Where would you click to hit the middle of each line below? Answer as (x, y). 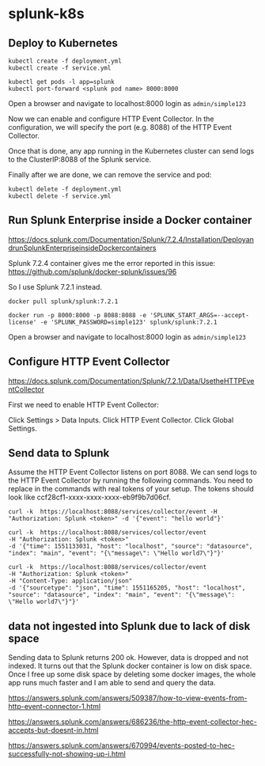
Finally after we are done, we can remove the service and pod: (110, 174)
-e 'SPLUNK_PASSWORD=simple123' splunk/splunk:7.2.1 (129, 322)
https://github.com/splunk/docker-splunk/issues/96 (93, 271)
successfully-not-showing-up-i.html (67, 754)
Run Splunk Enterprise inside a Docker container (130, 220)
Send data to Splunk (59, 453)
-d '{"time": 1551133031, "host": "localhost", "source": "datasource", (131, 547)
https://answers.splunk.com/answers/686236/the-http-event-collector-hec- (132, 722)
